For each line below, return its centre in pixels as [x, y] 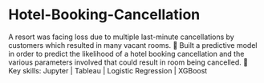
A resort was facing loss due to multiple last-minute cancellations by [121, 37]
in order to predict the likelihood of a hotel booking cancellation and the [126, 53]
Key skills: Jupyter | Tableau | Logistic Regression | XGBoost [108, 70]
